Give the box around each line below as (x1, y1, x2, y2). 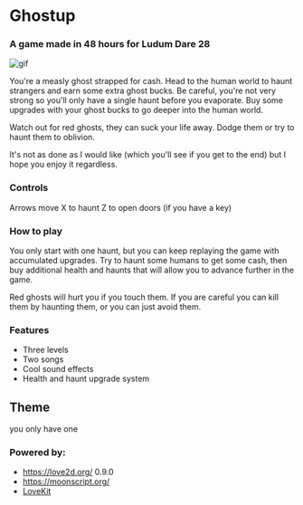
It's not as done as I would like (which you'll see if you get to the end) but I (9, 149, 287, 160)
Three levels (22, 345, 70, 356)
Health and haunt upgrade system (22, 373, 150, 385)
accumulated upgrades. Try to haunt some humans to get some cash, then (9, 255, 288, 266)
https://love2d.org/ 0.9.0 (22, 467, 114, 478)
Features (9, 324, 50, 336)
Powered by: (9, 446, 66, 459)
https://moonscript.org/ (22, 476, 110, 487)
